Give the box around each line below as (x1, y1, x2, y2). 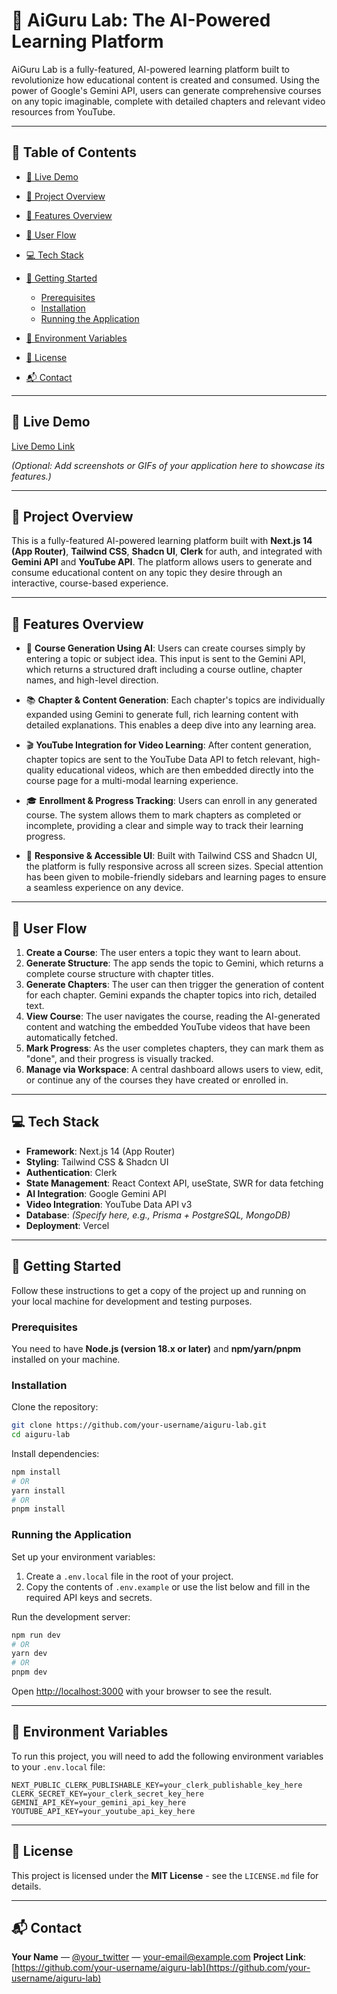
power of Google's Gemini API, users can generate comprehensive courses (11, 84, 322, 96)
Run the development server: (11, 1610, 131, 1623)
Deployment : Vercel (25, 1219, 110, 1231)
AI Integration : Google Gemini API (25, 1187, 167, 1199)
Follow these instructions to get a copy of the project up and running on (11, 1284, 307, 1296)
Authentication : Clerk (25, 1166, 118, 1178)
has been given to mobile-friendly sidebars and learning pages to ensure (25, 871, 327, 883)
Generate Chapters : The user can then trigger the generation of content (25, 979, 325, 990)
